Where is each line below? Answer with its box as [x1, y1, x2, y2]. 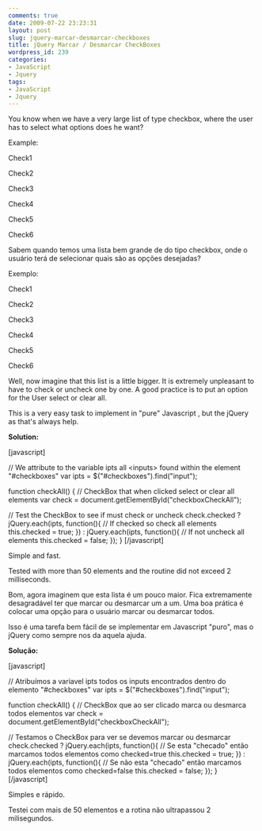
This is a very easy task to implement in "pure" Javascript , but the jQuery [8, 408, 249, 418]
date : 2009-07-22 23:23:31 [8, 19, 97, 27]
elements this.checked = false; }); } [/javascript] [8, 536, 164, 545]
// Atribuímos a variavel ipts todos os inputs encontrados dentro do [8, 677, 226, 686]
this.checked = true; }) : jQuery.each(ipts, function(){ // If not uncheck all [8, 527, 245, 537]
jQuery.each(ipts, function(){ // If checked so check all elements [8, 519, 218, 529]
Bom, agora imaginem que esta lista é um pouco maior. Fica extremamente [8, 590, 253, 600]
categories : [8, 56, 47, 64]
